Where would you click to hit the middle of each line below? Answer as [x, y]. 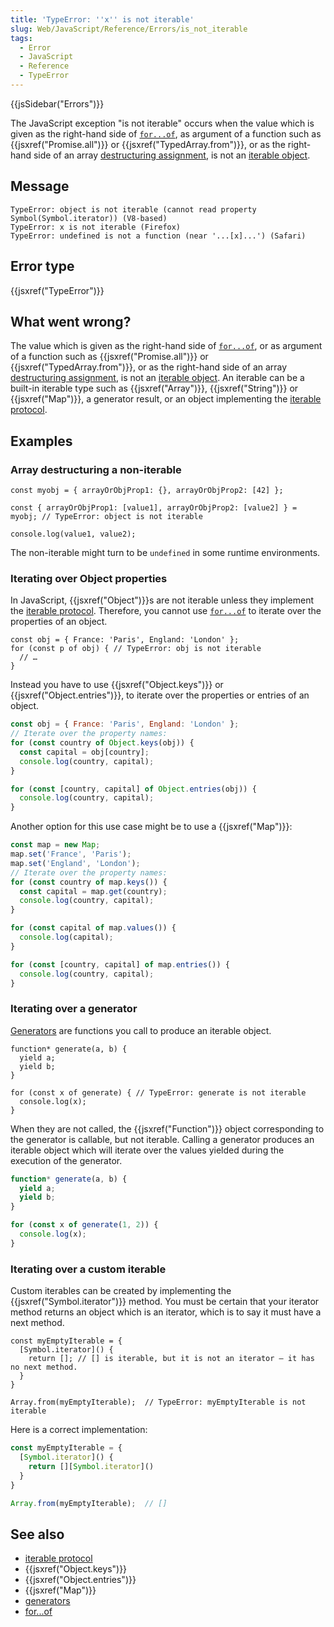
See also [37, 1534]
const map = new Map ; [55, 845]
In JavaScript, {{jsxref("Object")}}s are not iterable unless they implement [162, 600]
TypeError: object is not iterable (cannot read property [133, 209]
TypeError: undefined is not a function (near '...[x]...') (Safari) [158, 236]
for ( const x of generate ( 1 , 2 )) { [84, 1225]
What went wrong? [71, 321]
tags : [21, 38]
